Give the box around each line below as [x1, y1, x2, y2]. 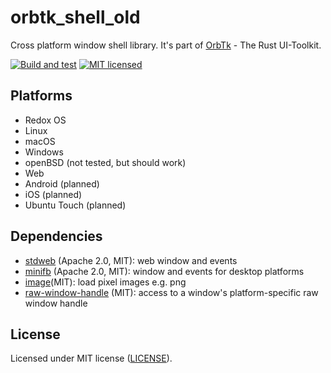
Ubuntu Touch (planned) [24, 199, 127, 211]
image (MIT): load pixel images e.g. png [24, 276, 187, 288]
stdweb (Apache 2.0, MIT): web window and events [24, 254, 238, 266]
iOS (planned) [24, 188, 83, 200]
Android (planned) [24, 177, 100, 190]
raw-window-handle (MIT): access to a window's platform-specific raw [24, 286, 319, 298]
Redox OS [24, 114, 67, 126]
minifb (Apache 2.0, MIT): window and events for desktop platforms [24, 265, 305, 277]
